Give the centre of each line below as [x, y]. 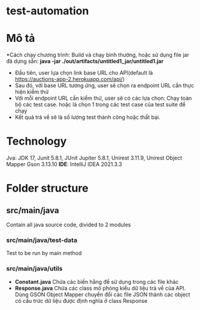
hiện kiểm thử [32, 92]
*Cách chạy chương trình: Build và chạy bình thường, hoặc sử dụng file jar [98, 55]
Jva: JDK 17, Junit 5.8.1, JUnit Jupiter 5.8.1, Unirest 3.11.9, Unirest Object [94, 158]
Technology [37, 141]
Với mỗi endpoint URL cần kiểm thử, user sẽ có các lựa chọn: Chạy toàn [103, 98]
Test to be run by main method [44, 253]
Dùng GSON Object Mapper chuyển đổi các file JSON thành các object [102, 294]
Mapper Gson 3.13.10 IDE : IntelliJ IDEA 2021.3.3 [64, 164]
